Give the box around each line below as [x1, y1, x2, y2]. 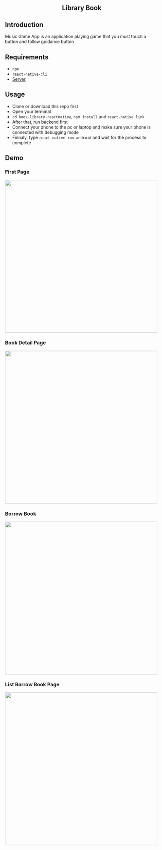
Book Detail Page [5, 339, 46, 346]
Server [12, 76, 26, 82]
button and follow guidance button [5, 39, 74, 44]
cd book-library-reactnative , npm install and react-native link [12, 113, 145, 119]
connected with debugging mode [12, 129, 79, 135]
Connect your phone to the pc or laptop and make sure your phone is [12, 124, 151, 130]
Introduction [5, 21, 44, 29]
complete [12, 139, 32, 146]
